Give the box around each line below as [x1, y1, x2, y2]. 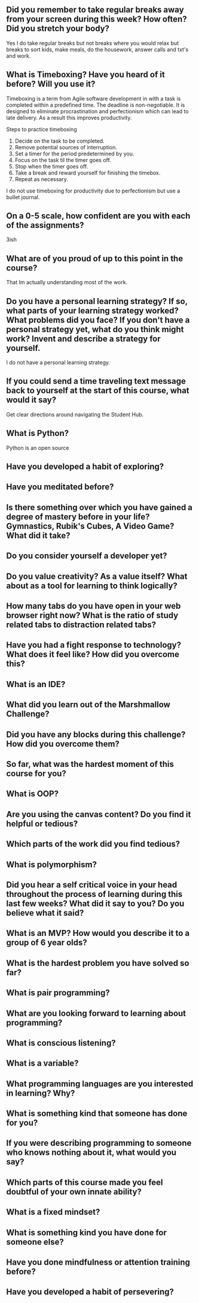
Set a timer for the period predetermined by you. [14, 150, 134, 157]
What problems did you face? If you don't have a [6, 315, 190, 325]
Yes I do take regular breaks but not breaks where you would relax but [6, 39, 179, 47]
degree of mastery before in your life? [6, 511, 150, 522]
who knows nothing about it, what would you [6, 1148, 177, 1158]
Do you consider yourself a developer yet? [6, 551, 167, 561]
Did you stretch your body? [6, 23, 109, 34]
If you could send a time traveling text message [6, 376, 186, 386]
